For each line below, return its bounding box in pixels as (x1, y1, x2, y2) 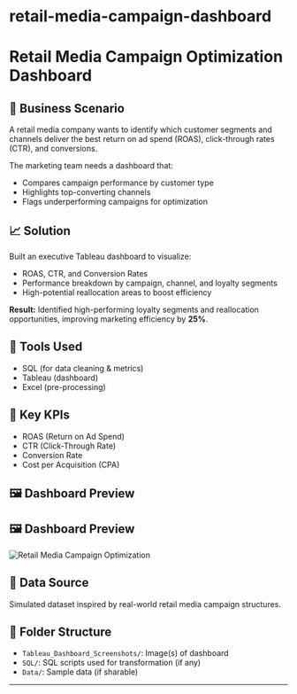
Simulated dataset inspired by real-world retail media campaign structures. (9, 598, 281, 609)
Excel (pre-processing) (21, 381, 106, 392)
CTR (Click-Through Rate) (21, 441, 117, 451)
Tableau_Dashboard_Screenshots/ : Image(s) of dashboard (21, 648, 229, 659)
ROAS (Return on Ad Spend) (21, 431, 126, 441)
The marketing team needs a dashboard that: (9, 160, 174, 171)
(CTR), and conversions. (9, 144, 98, 154)
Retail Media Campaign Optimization (9, 47, 284, 67)
